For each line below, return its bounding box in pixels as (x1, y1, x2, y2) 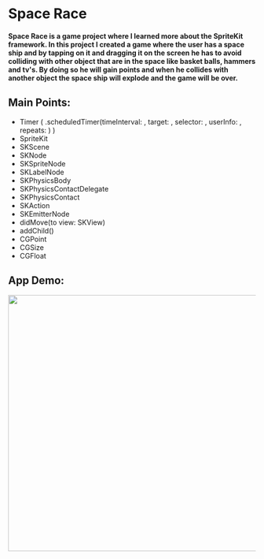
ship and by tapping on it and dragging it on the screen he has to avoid (8, 48, 242, 58)
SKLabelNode (19, 167, 64, 177)
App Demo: (8, 274, 64, 287)
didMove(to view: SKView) (19, 218, 106, 227)
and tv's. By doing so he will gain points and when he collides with (8, 65, 229, 74)
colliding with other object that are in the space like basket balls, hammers (8, 56, 256, 65)
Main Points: (8, 96, 71, 110)
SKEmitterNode (19, 209, 70, 218)
